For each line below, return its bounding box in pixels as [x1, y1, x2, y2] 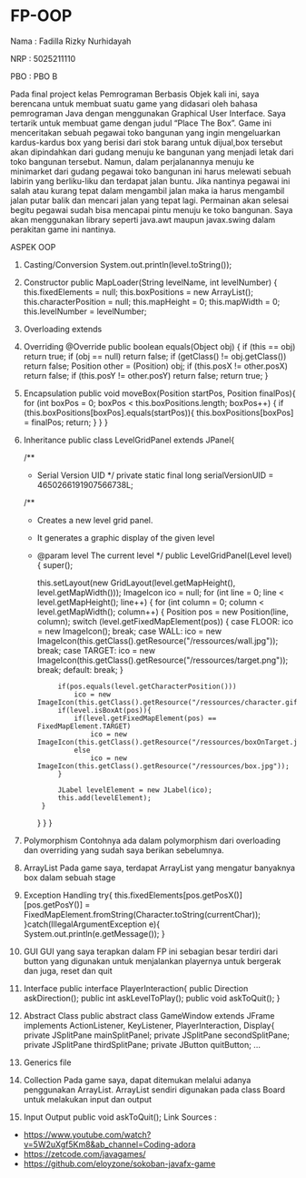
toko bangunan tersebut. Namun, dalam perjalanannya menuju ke [10, 156, 255, 167]
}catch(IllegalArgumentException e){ [23, 919, 161, 929]
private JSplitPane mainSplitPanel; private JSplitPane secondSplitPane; [23, 1030, 290, 1041]
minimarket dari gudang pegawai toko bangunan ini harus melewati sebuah [10, 166, 291, 177]
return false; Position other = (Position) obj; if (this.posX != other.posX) [23, 361, 289, 371]
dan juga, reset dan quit [23, 965, 113, 976]
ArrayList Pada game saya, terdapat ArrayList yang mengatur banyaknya [23, 862, 296, 873]
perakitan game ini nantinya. [10, 224, 116, 235]
